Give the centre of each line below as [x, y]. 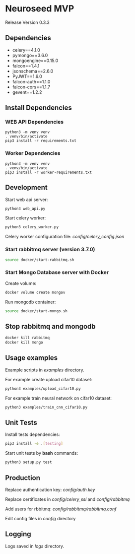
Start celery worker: [26, 218]
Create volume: [21, 283]
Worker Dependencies [33, 153]
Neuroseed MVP [40, 9]
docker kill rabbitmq [28, 338]
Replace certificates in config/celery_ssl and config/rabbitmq [67, 499]
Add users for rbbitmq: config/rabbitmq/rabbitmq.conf [61, 509]
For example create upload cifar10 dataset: [49, 379]
